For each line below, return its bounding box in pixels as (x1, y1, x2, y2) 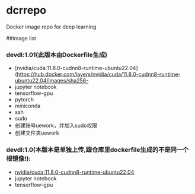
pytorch (14, 96, 34, 103)
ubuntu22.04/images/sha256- (14, 77, 89, 84)
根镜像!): (6, 155, 31, 163)
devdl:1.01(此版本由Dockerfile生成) (6, 50, 108, 59)
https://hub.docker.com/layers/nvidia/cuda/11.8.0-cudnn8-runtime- (17, 71, 181, 78)
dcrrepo (6, 4, 46, 17)
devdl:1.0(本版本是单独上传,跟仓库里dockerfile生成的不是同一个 (6, 146, 189, 154)
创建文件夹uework (14, 129, 59, 136)
